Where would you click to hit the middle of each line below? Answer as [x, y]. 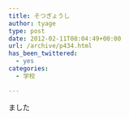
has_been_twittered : [43, 53]
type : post [27, 31]
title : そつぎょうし [39, 16]
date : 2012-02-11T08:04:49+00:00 [65, 38]
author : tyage [32, 23]
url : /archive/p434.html [50, 46]
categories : [28, 69]
